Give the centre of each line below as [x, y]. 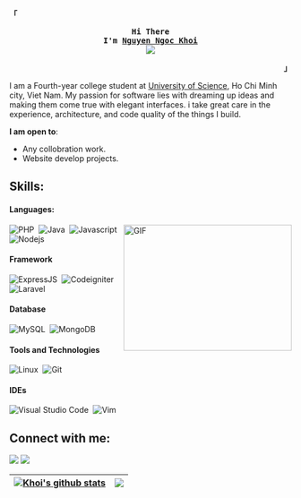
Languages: [32, 209]
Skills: [27, 187]
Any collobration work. [64, 149]
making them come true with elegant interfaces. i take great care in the [140, 105]
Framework [31, 260]
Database [28, 309]
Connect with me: [60, 438]
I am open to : [34, 132]
